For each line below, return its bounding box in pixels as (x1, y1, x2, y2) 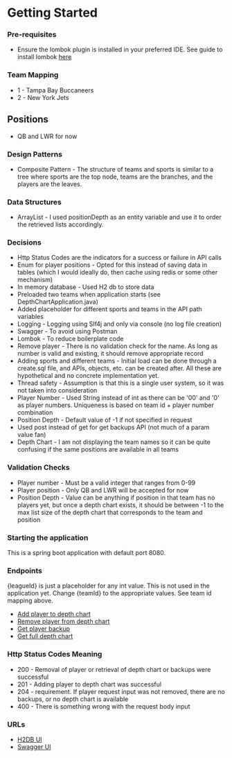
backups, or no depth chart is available (17, 695, 129, 703)
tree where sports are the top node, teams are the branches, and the (17, 172, 213, 181)
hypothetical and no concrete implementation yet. (17, 372, 159, 380)
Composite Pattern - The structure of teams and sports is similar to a (17, 165, 214, 173)
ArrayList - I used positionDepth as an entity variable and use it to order (17, 213, 222, 222)
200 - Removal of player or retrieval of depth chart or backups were (17, 665, 211, 673)
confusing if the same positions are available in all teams (17, 445, 179, 454)
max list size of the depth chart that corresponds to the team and (17, 508, 203, 516)
